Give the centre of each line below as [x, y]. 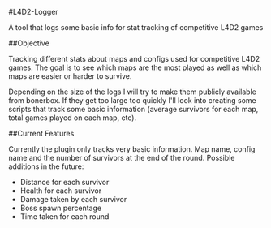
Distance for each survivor [65, 182]
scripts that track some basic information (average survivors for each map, [133, 109]
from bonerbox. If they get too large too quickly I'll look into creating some [133, 100]
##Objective [29, 43]
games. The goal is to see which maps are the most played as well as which [135, 67]
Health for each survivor [61, 191]
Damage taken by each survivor [73, 199]
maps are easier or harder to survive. [70, 76]
